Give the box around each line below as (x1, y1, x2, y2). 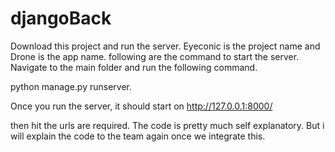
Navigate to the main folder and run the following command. (10, 61, 258, 73)
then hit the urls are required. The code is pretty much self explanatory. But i (10, 119, 325, 131)
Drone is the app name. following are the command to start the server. (10, 50, 300, 62)
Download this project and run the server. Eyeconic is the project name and (10, 40, 321, 52)
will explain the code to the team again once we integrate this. (10, 130, 266, 142)
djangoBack (10, 7, 112, 30)
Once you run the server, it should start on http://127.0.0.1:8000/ (10, 100, 273, 112)
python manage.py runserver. (10, 80, 133, 92)
